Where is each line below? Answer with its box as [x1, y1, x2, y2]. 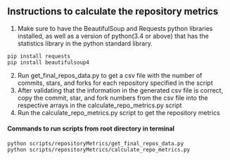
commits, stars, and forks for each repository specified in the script [17, 79, 213, 87]
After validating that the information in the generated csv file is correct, [17, 86, 224, 94]
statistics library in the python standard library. [17, 39, 153, 48]
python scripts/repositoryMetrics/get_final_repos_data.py [7, 140, 184, 147]
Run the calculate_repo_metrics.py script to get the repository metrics [17, 108, 220, 116]
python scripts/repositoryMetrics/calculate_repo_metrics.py [7, 147, 191, 154]
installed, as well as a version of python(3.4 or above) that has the [17, 32, 209, 40]
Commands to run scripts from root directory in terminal [7, 124, 174, 133]
